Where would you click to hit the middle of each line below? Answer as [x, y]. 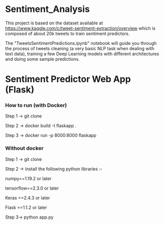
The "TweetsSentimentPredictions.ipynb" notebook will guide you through [81, 43]
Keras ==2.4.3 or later [28, 198]
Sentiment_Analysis [47, 9]
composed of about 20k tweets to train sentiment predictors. [68, 33]
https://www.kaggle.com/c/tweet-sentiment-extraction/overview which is [80, 28]
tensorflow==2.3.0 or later [32, 188]
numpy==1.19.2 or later [28, 178]
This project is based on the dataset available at [54, 23]
